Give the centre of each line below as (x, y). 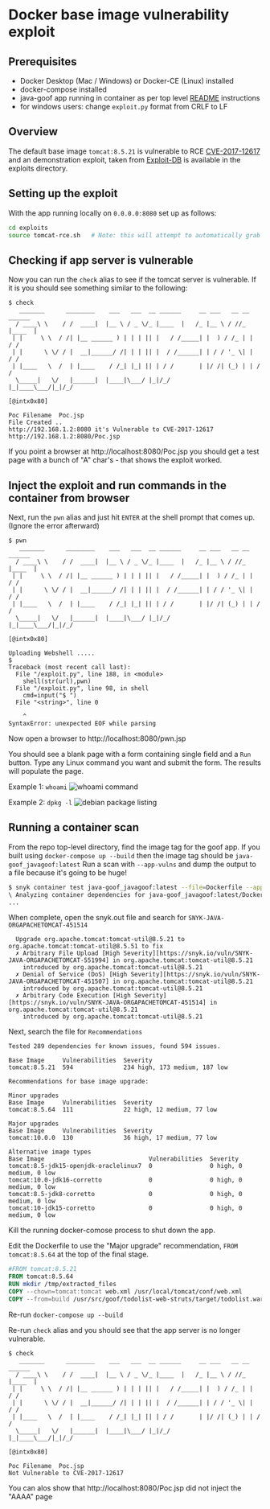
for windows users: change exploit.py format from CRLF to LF (124, 107)
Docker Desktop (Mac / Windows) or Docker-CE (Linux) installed (127, 81)
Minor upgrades (34, 1096)
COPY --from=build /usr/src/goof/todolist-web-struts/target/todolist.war (136, 1299)
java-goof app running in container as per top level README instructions (140, 98)
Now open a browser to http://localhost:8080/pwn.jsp (97, 738)
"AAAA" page (31, 1496)
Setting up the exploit (63, 193)
